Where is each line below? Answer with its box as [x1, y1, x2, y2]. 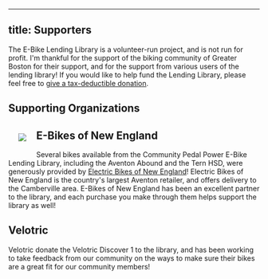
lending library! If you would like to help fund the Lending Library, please [8, 69, 246, 80]
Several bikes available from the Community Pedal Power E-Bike [36, 150, 247, 159]
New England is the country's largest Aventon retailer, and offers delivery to [8, 175, 257, 185]
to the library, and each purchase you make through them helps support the [8, 192, 257, 202]
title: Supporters [8, 23, 92, 37]
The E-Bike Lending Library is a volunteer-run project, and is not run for [8, 45, 243, 54]
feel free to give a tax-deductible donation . [8, 78, 149, 88]
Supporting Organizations [8, 101, 140, 116]
